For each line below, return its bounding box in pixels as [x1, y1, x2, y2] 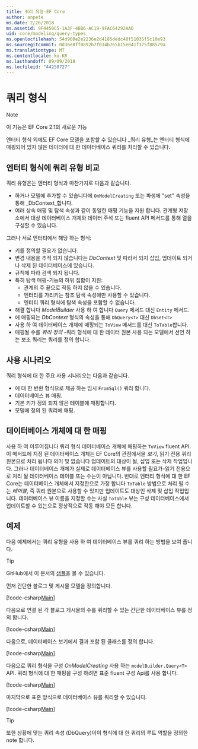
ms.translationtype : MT [6, 47, 65, 53]
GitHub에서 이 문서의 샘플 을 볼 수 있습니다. [6, 569, 106, 576]
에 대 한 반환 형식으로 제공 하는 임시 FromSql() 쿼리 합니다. [14, 384, 151, 392]
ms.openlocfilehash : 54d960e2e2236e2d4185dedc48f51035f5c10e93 [6, 36, 166, 42]
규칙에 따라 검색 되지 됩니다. [14, 269, 80, 277]
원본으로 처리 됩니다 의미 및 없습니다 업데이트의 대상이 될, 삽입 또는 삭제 [6, 458, 172, 465]
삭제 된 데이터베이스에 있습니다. [21, 262, 94, 269]
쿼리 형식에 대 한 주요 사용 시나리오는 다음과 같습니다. [6, 372, 129, 379]
